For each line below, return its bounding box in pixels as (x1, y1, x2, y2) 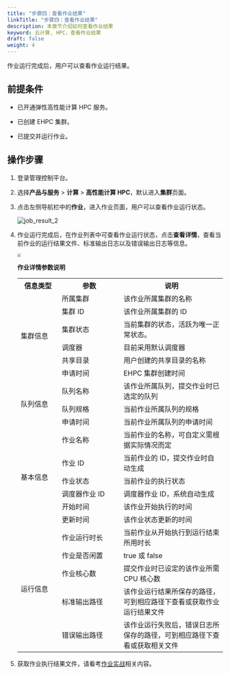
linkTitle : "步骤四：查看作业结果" (7, 16, 99, 23)
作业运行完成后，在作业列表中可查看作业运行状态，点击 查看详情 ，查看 (16, 230, 216, 238)
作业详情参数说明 (16, 263, 66, 271)
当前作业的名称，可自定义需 (123, 429, 213, 439)
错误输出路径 (61, 630, 103, 640)
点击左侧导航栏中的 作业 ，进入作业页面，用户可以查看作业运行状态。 (16, 203, 209, 211)
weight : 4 (7, 42, 36, 49)
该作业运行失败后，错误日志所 (123, 620, 220, 629)
